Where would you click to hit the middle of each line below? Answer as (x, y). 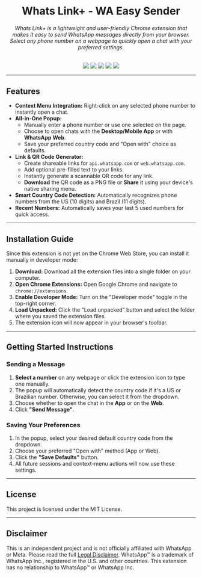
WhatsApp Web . (45, 138)
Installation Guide (40, 239)
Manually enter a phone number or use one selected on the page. (105, 125)
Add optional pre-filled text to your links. (74, 170)
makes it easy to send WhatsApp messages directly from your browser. (101, 34)
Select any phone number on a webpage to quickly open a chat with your (101, 41)
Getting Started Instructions (60, 347)
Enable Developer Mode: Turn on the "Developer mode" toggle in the (101, 297)
